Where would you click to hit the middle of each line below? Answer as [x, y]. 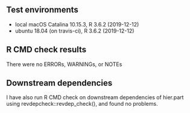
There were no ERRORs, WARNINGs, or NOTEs [64, 64]
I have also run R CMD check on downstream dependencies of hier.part [95, 97]
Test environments [42, 10]
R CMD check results [46, 50]
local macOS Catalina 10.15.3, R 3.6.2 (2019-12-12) [77, 24]
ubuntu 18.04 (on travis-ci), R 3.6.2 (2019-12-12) [74, 31]
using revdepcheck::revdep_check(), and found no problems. [82, 104]
